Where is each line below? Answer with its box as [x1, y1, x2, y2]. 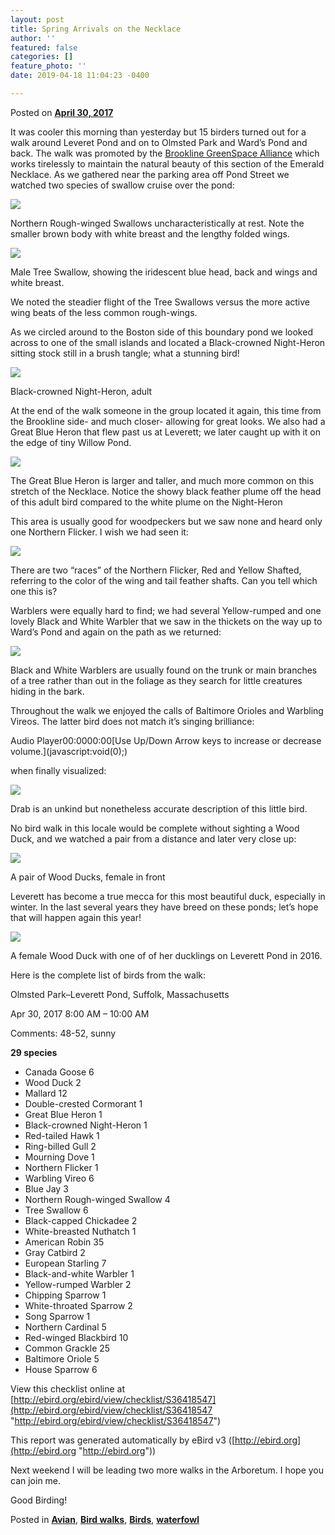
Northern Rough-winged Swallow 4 [24, 1193, 171, 1205]
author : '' [10, 33, 56, 43]
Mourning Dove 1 [24, 1151, 95, 1163]
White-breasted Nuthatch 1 [24, 1225, 137, 1237]
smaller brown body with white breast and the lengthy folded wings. [10, 227, 290, 240]
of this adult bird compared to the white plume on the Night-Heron [10, 496, 283, 508]
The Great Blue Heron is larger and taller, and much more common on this [10, 474, 315, 486]
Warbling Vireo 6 [24, 1172, 95, 1184]
